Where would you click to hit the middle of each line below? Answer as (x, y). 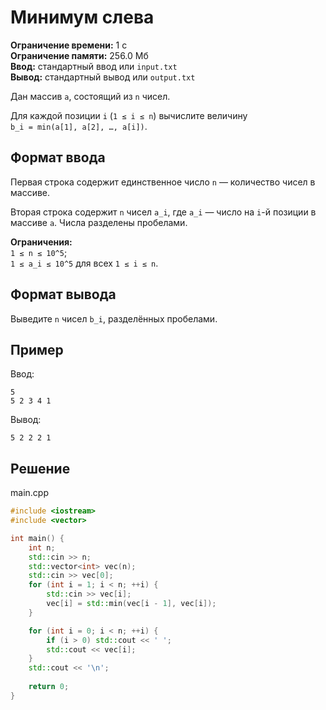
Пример (37, 349)
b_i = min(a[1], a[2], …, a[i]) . (79, 126)
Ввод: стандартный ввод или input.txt (94, 66)
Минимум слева (82, 17)
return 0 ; (49, 687)
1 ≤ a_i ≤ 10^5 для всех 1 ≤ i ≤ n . (84, 263)
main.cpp (29, 493)
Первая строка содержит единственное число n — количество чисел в (163, 182)
